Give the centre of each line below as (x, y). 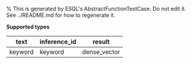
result (101, 42)
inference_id (58, 42)
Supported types (28, 27)
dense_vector (101, 52)
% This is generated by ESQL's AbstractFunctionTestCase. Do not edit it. (96, 9)
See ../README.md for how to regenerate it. (61, 15)
